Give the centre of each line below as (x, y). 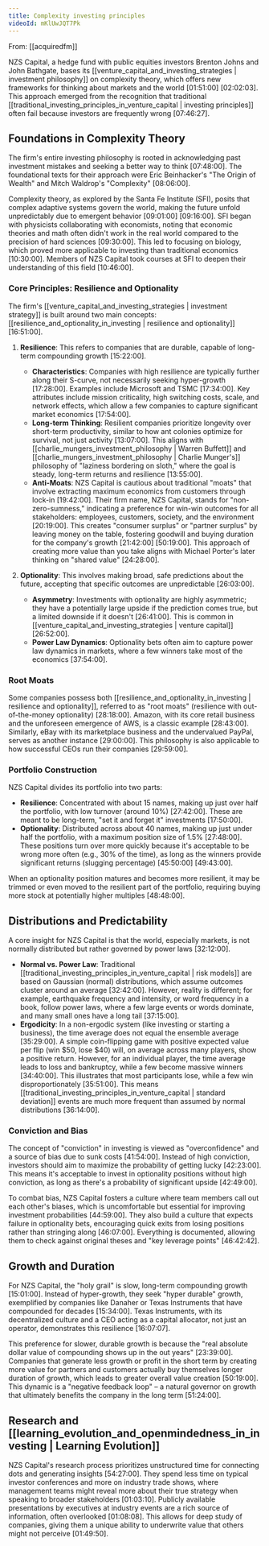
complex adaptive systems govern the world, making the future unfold (124, 208)
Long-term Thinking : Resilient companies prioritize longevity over (141, 423)
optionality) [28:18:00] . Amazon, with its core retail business (155, 714)
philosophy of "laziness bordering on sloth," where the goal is (134, 465)
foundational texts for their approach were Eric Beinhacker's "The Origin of (132, 175)
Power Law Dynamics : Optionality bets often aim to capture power (143, 642)
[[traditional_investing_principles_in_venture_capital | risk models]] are (136, 973)
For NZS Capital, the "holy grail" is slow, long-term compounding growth (128, 1286)
